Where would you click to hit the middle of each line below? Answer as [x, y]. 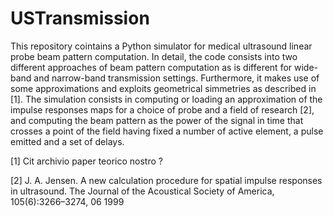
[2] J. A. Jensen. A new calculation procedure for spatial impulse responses [166, 180]
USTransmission [80, 18]
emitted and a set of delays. [67, 141]
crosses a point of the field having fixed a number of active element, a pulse [167, 131]
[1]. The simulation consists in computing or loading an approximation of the [166, 99]
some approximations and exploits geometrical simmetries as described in [163, 88]
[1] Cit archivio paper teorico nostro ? [86, 161]
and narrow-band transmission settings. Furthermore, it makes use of [176, 78]
